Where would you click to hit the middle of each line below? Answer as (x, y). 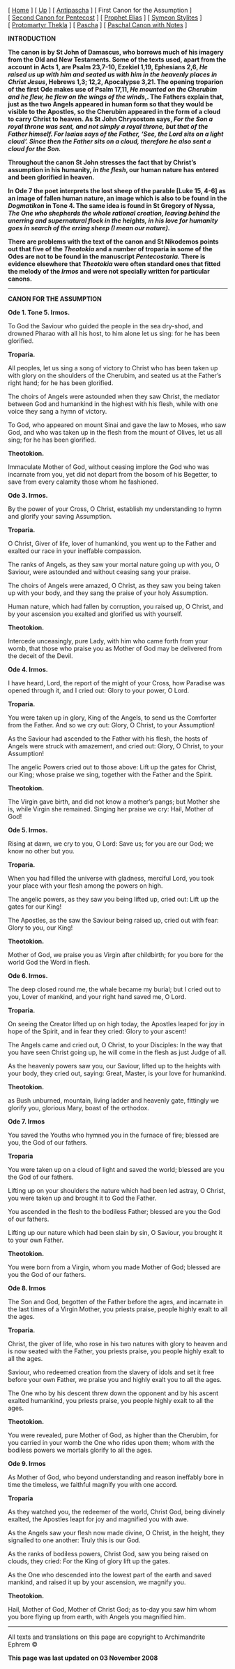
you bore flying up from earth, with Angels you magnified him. (97, 1617)
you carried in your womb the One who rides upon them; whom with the (111, 1443)
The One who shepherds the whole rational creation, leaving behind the (114, 213)
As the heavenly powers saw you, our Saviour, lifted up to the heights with (114, 1066)
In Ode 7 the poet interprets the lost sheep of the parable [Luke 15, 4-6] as (117, 191)
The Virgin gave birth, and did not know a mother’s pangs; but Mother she (114, 802)
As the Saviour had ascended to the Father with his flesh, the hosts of (108, 739)
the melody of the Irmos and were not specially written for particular (109, 271)
